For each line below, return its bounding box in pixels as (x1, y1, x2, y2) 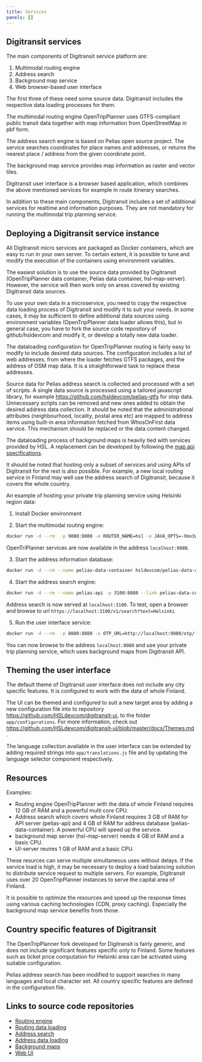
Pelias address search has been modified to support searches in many (6, 971, 181, 978)
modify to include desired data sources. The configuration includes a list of (6, 349, 192, 357)
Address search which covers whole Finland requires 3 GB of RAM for (14, 813, 189, 821)
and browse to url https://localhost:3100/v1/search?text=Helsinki (6, 607, 176, 614)
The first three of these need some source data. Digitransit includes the (6, 95, 183, 102)
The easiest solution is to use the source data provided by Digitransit (6, 269, 176, 276)
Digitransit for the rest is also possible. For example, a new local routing (6, 467, 183, 475)
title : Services (6, 8, 47, 15)
